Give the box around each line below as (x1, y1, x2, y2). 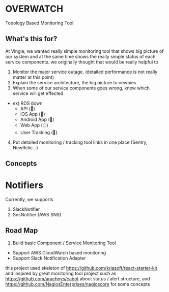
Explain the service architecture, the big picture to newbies (12, 79, 136, 85)
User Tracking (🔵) (20, 129, 58, 135)
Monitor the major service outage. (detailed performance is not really (12, 69, 158, 75)
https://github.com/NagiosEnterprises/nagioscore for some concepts (5, 281, 150, 287)
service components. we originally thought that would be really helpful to (5, 59, 159, 65)
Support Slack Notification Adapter (12, 255, 87, 261)
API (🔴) (20, 105, 36, 112)
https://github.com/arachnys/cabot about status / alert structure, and (5, 275, 150, 282)
